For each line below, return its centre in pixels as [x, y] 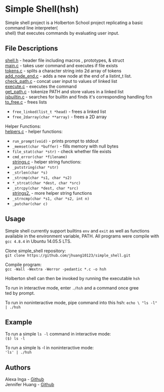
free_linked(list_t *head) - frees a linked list [59, 111]
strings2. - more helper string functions [52, 193]
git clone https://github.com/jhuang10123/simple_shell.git [68, 255]
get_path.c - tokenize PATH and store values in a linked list [64, 91]
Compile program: [23, 264]
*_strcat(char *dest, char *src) [46, 183]
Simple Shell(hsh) [42, 9]
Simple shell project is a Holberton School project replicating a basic [74, 23]
